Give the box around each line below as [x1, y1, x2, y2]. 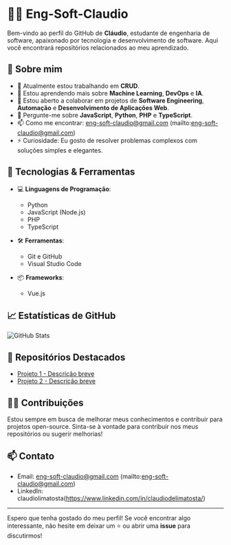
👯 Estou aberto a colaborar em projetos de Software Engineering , [16, 96, 204, 104]
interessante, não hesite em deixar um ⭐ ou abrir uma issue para [7, 522, 191, 530]
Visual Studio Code [27, 259, 82, 267]
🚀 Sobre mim [7, 63, 63, 75]
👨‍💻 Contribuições [7, 397, 84, 408]
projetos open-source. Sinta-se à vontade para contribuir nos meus [7, 423, 199, 430]
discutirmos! [7, 531, 43, 540]
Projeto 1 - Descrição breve [16, 370, 95, 378]
